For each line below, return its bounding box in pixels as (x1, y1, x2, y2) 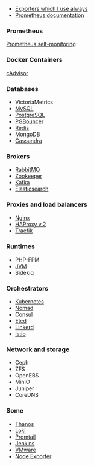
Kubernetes (14, 298, 44, 305)
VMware (14, 446, 36, 453)
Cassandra (14, 137, 42, 144)
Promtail (14, 433, 36, 441)
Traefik (14, 227, 33, 234)
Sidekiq (14, 269, 34, 276)
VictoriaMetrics (14, 98, 53, 106)
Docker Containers (6, 56, 63, 64)
